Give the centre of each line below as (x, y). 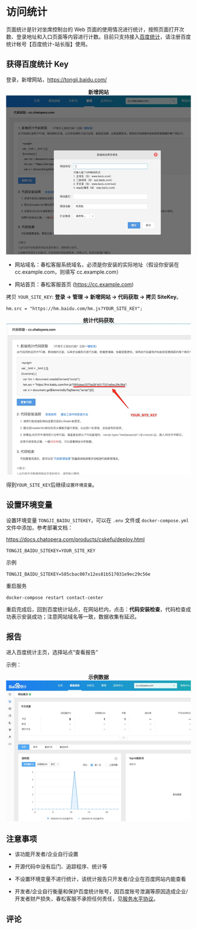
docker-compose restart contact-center (55, 598)
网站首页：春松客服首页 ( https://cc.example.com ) (74, 284)
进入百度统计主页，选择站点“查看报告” (52, 652)
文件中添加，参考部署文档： (40, 528)
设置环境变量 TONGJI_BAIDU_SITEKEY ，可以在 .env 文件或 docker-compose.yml (98, 520)
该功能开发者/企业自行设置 (46, 854)
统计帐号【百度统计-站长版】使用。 (48, 44)
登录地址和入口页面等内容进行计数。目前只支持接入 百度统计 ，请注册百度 (103, 36)
